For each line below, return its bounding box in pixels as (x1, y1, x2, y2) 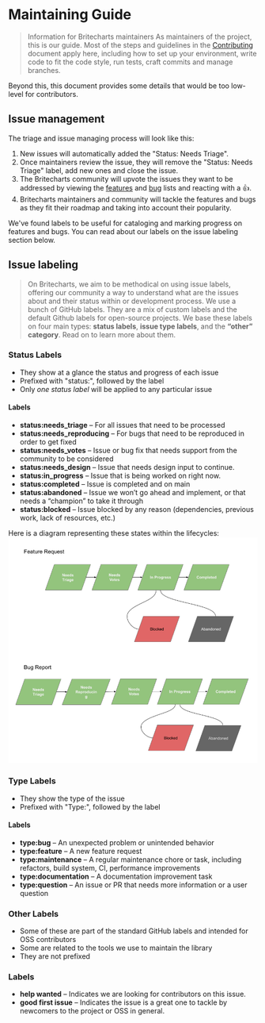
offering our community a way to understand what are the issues (27, 287, 239, 297)
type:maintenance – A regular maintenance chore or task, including (19, 855, 242, 864)
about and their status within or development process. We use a (27, 296, 237, 306)
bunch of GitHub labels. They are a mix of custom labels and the (27, 304, 237, 314)
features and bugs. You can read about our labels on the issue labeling (8, 226, 239, 236)
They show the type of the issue (19, 794, 125, 803)
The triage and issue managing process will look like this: (8, 133, 195, 143)
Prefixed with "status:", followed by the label (19, 375, 165, 386)
